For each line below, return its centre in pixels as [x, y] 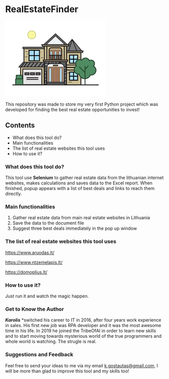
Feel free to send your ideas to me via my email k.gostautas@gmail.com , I [82, 365]
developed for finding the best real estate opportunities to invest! [72, 109]
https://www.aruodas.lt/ [30, 252]
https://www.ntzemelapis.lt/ [34, 262]
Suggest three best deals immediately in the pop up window [75, 228]
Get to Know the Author [35, 309]
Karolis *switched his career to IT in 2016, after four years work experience [83, 320]
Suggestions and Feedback [39, 355]
